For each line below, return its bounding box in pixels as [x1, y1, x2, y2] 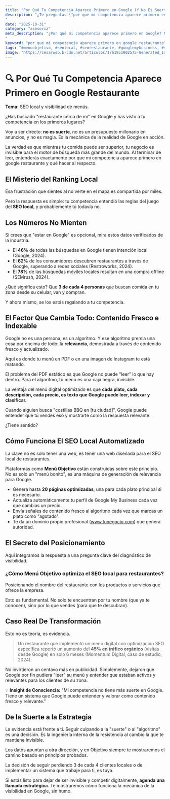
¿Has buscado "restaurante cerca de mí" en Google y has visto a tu [5, 114, 146, 120]
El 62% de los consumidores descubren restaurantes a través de [12, 258, 148, 264]
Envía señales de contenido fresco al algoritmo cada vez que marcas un [12, 508, 163, 514]
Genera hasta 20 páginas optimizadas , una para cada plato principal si [12, 486, 162, 492]
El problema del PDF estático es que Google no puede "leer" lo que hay [5, 371, 154, 377]
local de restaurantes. [5, 455, 51, 462]
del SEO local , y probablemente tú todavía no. [5, 204, 101, 210]
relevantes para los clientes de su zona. [5, 677, 88, 683]
